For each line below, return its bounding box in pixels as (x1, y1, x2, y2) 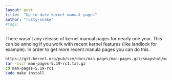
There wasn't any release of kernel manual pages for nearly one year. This (5, 36, 162, 42)
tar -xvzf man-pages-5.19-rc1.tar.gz (5, 61, 86, 66)
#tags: (5, 21, 19, 27)
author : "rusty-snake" (5, 17, 54, 22)
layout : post (5, 7, 33, 13)
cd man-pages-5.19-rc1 (5, 66, 54, 71)
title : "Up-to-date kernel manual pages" (5, 12, 97, 17)
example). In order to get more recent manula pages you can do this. (5, 46, 150, 52)
